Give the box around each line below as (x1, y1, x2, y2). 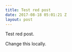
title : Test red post (5, 7, 51, 13)
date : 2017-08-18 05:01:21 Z (5, 12, 67, 17)
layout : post (5, 17, 33, 22)
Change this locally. (5, 41, 47, 47)
